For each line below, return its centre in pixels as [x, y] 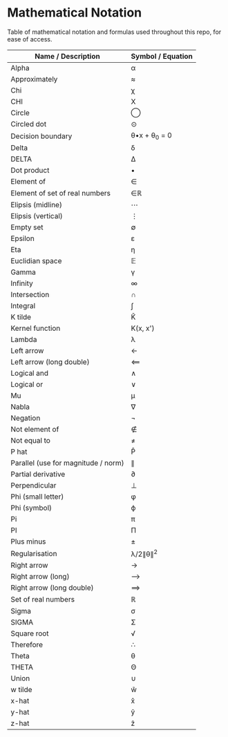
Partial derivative [38, 475]
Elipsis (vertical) [37, 216]
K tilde [21, 317]
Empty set [27, 227]
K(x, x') [143, 328]
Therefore [27, 645]
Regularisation [34, 553]
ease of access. [30, 39]
